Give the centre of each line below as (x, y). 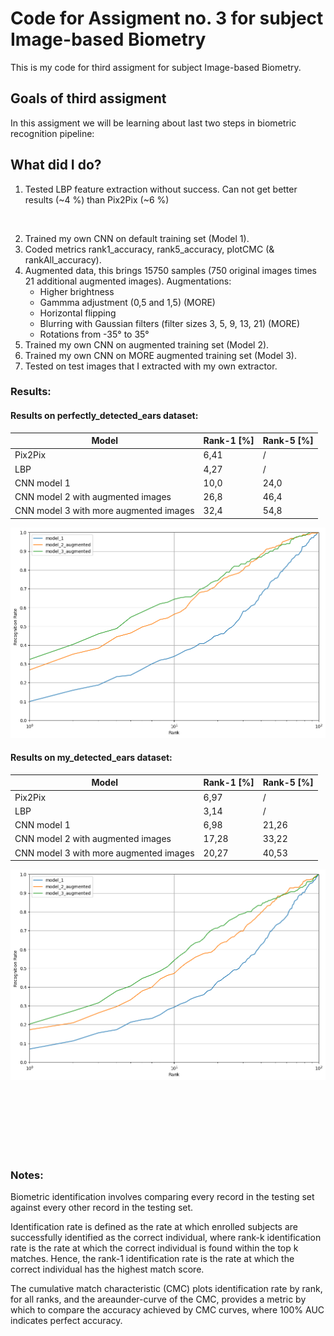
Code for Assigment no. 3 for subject (167, 18)
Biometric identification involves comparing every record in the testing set (162, 1197)
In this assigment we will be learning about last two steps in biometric (153, 123)
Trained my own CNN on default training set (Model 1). (137, 238)
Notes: (27, 1175)
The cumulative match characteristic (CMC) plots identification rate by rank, (166, 1289)
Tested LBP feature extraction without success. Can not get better (161, 189)
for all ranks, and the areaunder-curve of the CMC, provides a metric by (158, 1299)
